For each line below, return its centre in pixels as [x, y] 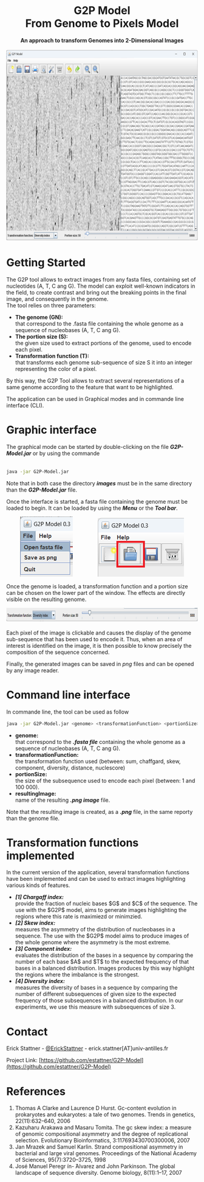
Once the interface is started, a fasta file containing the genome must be [97, 501]
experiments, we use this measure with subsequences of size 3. [95, 1007]
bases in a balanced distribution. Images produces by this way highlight [105, 968]
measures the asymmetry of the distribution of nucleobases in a [95, 930]
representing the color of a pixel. [56, 369]
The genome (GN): [39, 317]
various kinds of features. [38, 885]
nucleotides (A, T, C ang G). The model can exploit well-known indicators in [101, 286]
